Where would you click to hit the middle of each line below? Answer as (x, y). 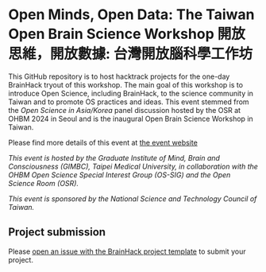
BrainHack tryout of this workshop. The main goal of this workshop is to (126, 84)
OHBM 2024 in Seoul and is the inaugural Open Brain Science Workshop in (131, 119)
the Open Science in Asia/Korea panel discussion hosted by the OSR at (124, 110)
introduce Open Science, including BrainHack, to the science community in (131, 93)
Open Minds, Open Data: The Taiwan (131, 15)
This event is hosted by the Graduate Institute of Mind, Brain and (114, 157)
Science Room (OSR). (44, 183)
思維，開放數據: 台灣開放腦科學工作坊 (130, 54)
